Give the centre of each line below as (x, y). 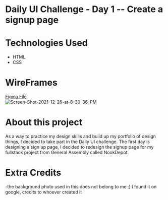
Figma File (16, 97)
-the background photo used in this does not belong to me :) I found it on (81, 186)
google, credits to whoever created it (44, 192)
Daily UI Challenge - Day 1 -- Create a (84, 9)
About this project (44, 122)
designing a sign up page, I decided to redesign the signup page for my (79, 147)
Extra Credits (33, 173)
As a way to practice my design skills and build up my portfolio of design (81, 136)
